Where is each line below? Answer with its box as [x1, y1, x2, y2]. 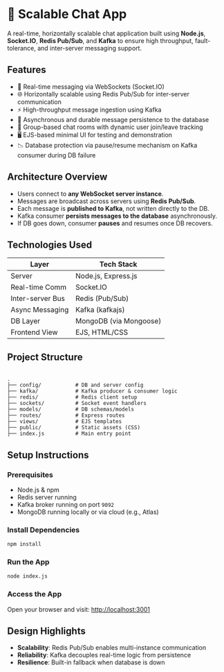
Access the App [7, 589, 62, 599]
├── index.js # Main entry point [7, 430, 131, 438]
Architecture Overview [7, 171, 108, 183]
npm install [7, 541, 41, 548]
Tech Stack [99, 259, 138, 269]
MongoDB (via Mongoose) [75, 316, 162, 326]
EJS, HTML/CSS [75, 327, 129, 337]
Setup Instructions [7, 449, 89, 460]
